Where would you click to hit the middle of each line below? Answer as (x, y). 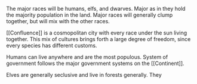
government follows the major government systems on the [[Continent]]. (95, 63)
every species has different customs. (52, 45)
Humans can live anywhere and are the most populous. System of (87, 57)
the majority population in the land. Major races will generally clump (90, 15)
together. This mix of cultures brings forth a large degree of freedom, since (98, 39)
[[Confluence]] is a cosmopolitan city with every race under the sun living (97, 33)
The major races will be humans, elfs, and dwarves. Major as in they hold (96, 9)
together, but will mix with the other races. (58, 21)
